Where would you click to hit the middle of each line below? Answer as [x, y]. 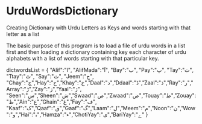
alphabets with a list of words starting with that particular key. [83, 58]
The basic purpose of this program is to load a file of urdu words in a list [96, 46]
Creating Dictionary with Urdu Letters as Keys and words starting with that [99, 28]
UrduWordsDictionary [62, 11]
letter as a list [23, 34]
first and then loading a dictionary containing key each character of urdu [96, 52]
